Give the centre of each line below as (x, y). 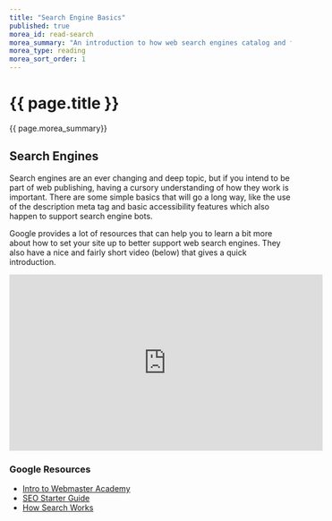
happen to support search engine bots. (81, 216)
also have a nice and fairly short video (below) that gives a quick (128, 252)
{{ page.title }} (64, 103)
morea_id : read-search (51, 34)
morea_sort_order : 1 (48, 59)
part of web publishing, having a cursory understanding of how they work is (149, 187)
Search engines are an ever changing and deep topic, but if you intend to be (150, 178)
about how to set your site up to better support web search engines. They (145, 243)
